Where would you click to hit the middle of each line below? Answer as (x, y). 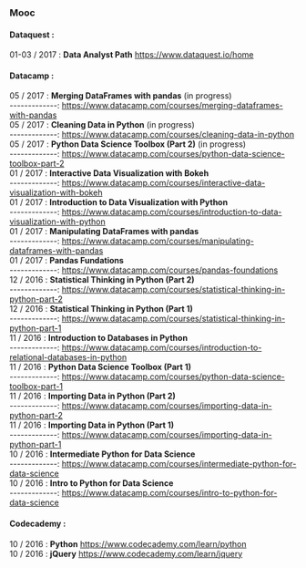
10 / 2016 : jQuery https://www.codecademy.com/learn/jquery (126, 553)
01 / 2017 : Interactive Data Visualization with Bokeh (109, 173)
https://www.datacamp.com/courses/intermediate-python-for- (179, 464)
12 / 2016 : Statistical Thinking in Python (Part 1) (102, 309)
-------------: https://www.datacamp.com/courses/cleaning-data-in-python (152, 135)
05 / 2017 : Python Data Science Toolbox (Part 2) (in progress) (128, 144)
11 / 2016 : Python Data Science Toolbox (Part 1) (101, 367)
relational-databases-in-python (68, 357)
